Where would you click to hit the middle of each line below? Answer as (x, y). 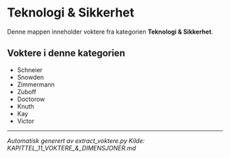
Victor (25, 121)
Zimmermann (36, 84)
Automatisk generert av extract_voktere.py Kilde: (76, 140)
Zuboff (26, 91)
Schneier (30, 69)
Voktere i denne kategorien (66, 53)
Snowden (30, 77)
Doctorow (31, 99)
